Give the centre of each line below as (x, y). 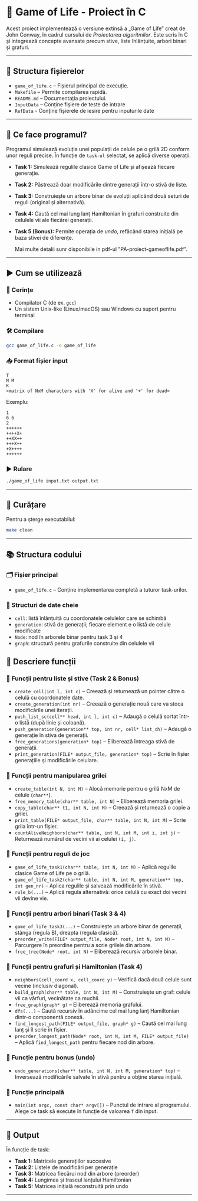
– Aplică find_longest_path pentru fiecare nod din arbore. (85, 1042)
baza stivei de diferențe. (44, 237)
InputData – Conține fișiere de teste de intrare (70, 104)
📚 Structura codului (44, 554)
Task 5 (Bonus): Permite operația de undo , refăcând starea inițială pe (99, 231)
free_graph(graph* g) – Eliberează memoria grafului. (79, 1005)
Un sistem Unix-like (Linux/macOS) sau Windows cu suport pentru (95, 309)
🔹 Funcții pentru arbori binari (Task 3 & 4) (66, 913)
